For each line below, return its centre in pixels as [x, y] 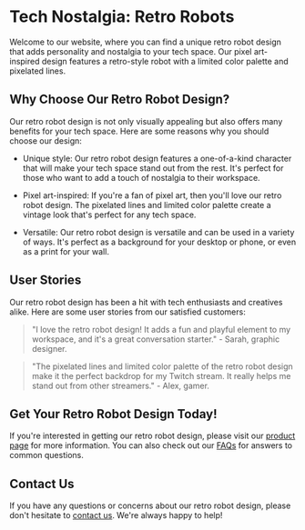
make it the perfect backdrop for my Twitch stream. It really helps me [161, 375]
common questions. [46, 455]
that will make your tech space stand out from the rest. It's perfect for [153, 168]
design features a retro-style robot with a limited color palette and [165, 61]
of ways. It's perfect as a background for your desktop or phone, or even [159, 242]
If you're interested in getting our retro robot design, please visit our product [152, 436]
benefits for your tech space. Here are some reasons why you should [139, 131]
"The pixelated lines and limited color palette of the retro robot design [162, 366]
